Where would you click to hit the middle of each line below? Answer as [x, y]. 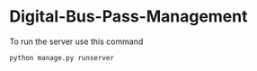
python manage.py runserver [62, 58]
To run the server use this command [76, 41]
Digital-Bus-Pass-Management [128, 17]
